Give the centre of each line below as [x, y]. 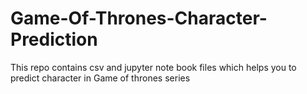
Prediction [54, 39]
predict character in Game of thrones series [100, 78]
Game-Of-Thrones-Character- [139, 18]
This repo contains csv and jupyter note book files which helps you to [153, 67]
